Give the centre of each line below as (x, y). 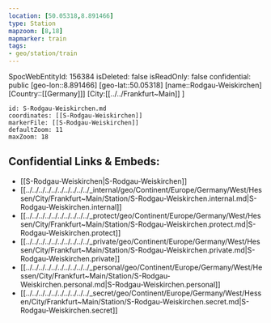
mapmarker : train (38, 38)
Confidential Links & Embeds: (84, 161)
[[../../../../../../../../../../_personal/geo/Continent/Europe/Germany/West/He (141, 267)
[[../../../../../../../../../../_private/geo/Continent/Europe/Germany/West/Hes (140, 241)
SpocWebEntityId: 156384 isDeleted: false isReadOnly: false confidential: (130, 76)
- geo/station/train (43, 53)
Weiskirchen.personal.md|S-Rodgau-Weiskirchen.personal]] (120, 284)
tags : (17, 46)
